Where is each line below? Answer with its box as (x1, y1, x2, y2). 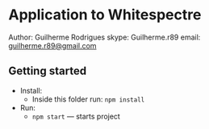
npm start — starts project (31, 111, 121, 121)
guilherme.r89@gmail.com (8, 40, 97, 50)
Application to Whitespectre (8, 6, 202, 24)
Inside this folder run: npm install (31, 94, 145, 104)
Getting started (8, 64, 87, 78)
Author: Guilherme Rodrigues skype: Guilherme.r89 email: (8, 32, 201, 42)
